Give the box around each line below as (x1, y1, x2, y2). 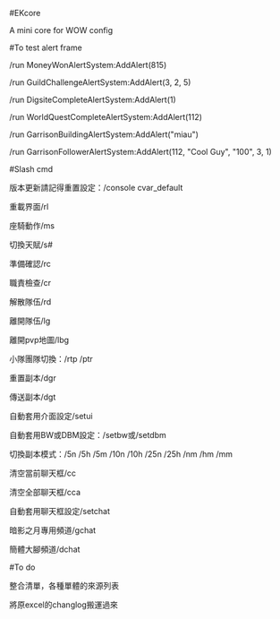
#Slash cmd (9, 164, 54, 174)
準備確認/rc (9, 259, 52, 269)
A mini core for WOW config (9, 25, 114, 35)
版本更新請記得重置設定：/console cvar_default (9, 183, 183, 193)
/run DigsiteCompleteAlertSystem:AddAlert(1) (9, 94, 176, 105)
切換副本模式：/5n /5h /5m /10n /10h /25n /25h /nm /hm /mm (9, 449, 233, 460)
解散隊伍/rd (9, 297, 52, 307)
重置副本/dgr (9, 373, 56, 383)
